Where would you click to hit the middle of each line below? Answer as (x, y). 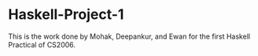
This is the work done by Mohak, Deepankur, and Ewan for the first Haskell (129, 36)
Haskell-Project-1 (66, 15)
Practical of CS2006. (42, 44)
